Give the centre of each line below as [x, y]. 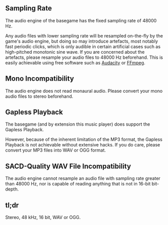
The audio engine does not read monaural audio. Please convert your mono [84, 91]
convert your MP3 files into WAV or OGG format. [56, 150]
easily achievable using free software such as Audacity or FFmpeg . [75, 62]
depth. [12, 189]
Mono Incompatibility [40, 79]
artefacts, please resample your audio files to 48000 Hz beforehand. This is [84, 57]
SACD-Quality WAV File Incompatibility [68, 166]
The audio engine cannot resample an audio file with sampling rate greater [83, 178]
